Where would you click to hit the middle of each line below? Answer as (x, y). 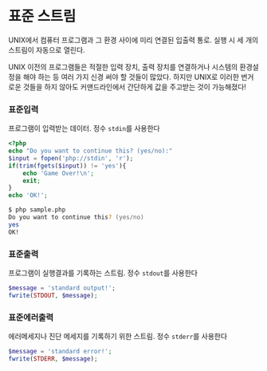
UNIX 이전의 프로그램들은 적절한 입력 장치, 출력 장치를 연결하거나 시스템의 (123, 67)
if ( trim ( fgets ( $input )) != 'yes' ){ (67, 166)
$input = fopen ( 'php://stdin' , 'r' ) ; (71, 158)
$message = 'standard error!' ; (60, 352)
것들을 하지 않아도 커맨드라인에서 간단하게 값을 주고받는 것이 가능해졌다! (135, 87)
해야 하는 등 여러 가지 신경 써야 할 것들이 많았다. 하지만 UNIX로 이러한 (131, 77)
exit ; (32, 180)
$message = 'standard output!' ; (62, 288)
